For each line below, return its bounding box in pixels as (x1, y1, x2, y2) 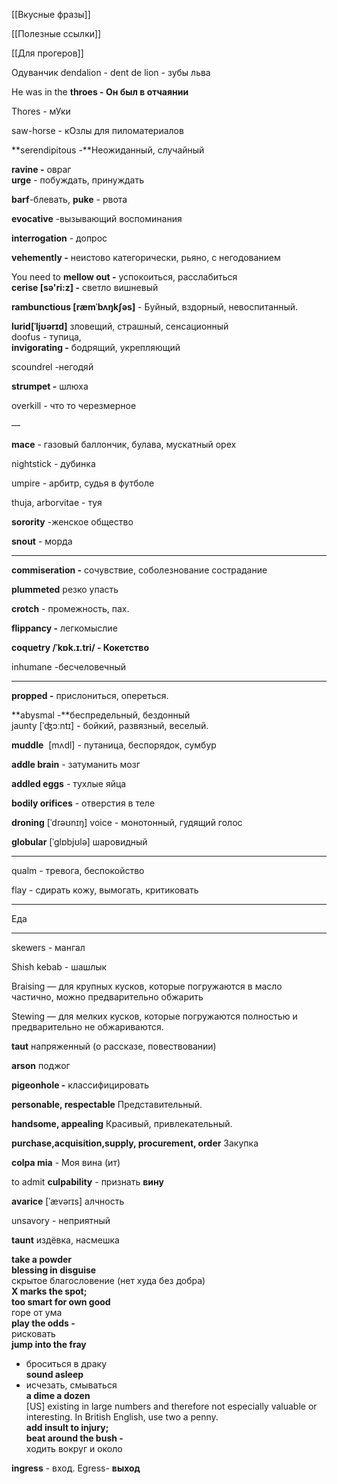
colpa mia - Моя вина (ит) (11, 1157, 121, 1168)
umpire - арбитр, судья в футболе (11, 477, 155, 489)
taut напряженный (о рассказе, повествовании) (11, 1040, 217, 1052)
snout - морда (11, 535, 73, 547)
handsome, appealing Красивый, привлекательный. (11, 1118, 233, 1129)
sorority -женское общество (11, 516, 134, 528)
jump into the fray (11, 1339, 87, 1350)
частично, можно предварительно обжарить (11, 991, 204, 1003)
